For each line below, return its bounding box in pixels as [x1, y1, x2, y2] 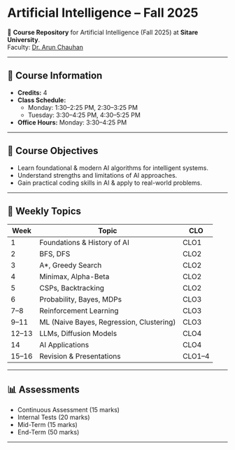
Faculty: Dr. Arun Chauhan [7, 43, 84, 51]
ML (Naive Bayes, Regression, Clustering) [39, 317, 176, 327]
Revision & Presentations [39, 351, 121, 361]
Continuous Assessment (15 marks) [17, 406, 120, 414]
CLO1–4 [183, 351, 210, 361]
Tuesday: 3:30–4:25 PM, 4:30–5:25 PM [27, 111, 141, 119]
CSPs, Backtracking [39, 283, 105, 293]
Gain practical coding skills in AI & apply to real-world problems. [17, 178, 203, 187]
